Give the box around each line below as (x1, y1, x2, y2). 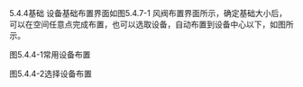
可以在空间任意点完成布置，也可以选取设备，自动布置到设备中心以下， (9, 19, 271, 30)
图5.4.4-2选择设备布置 (9, 68, 93, 79)
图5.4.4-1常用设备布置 (9, 49, 91, 60)
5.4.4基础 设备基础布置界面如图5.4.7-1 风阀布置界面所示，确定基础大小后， (9, 8, 287, 18)
